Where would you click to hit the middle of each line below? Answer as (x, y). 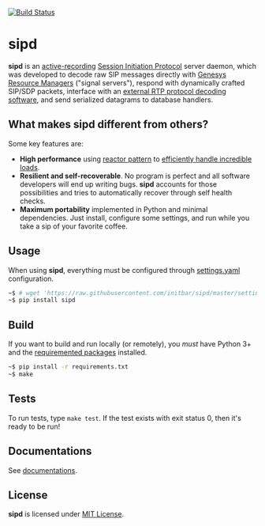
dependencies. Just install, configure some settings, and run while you (134, 218)
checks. (32, 201)
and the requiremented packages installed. (78, 353)
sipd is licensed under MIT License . (66, 514)
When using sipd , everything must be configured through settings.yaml (124, 270)
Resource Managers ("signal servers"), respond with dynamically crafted (127, 82)
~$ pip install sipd (42, 301)
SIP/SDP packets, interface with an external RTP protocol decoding (117, 91)
